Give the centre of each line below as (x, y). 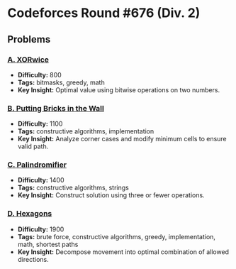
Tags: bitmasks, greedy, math (61, 82)
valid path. (33, 146)
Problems (29, 39)
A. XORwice (28, 60)
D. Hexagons (30, 214)
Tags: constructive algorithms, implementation (86, 131)
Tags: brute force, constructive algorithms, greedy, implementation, (117, 236)
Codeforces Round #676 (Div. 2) (104, 13)
